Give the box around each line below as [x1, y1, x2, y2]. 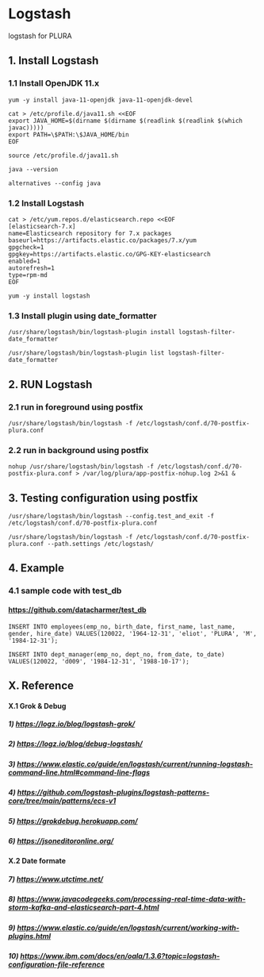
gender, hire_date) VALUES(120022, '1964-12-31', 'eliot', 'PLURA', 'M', [8, 629, 258, 637]
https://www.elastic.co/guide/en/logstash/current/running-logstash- [17, 759, 254, 768]
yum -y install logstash [8, 291, 90, 300]
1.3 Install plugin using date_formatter [8, 310, 157, 321]
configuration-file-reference [8, 960, 105, 969]
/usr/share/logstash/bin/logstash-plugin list [8, 349, 165, 357]
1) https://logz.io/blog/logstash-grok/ [8, 719, 136, 729]
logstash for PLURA [8, 31, 73, 40]
